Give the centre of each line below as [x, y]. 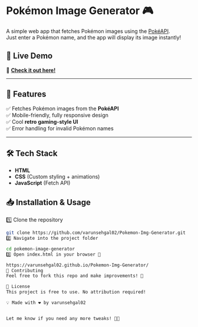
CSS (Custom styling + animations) [57, 177]
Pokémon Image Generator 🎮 [80, 11]
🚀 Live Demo [29, 56]
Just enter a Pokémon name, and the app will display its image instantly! [94, 37]
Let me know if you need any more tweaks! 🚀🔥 [63, 318]
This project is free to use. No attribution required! [76, 292]
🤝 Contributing [25, 270]
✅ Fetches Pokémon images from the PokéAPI [62, 108]
